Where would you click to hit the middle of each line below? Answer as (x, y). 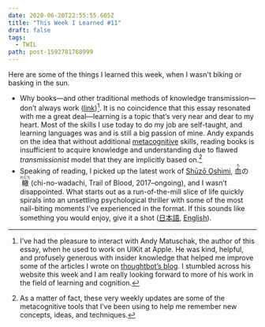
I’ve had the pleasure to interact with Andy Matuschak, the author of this (137, 241)
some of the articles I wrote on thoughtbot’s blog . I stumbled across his (135, 266)
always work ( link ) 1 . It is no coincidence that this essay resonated (144, 107)
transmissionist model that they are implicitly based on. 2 (111, 158)
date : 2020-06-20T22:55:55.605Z (61, 15)
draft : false (30, 30)
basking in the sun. (39, 83)
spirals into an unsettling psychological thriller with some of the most (131, 200)
